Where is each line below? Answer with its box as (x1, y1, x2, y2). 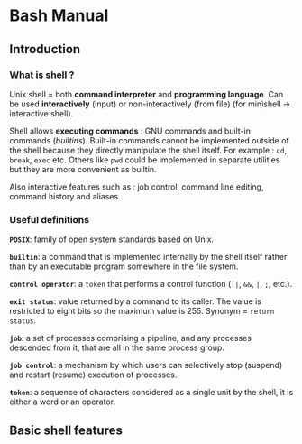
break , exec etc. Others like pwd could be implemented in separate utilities (9, 154, 280, 165)
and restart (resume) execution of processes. (9, 369, 178, 380)
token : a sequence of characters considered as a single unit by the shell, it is (9, 387, 294, 398)
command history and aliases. (9, 190, 121, 201)
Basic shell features (9, 422, 124, 438)
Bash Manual (9, 5, 109, 26)
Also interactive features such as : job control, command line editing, (9, 181, 264, 192)
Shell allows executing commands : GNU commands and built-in (9, 125, 251, 136)
